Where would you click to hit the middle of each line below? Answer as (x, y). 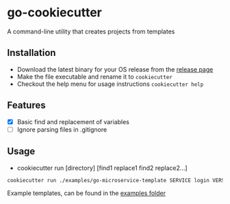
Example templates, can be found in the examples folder (87, 193)
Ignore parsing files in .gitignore (62, 129)
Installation (31, 53)
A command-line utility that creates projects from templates (91, 31)
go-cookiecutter (55, 13)
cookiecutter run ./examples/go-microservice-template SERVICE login (108, 180)
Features (26, 105)
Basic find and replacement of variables (73, 121)
